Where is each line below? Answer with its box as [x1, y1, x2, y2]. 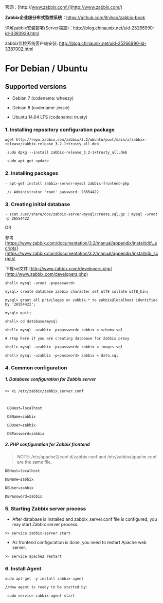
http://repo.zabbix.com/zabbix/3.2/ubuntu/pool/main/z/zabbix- [16, 137, 147, 142]
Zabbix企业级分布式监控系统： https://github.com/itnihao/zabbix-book [5, 15, 145, 20]
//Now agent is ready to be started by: [5, 585, 89, 590]
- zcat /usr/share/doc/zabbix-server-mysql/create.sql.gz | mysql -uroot [5, 211, 158, 217]
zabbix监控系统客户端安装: [5, 40, 58, 46]
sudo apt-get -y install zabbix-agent [5, 576, 84, 581]
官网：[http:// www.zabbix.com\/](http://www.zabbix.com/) [5, 4, 123, 10]
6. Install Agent [5, 565, 42, 572]
